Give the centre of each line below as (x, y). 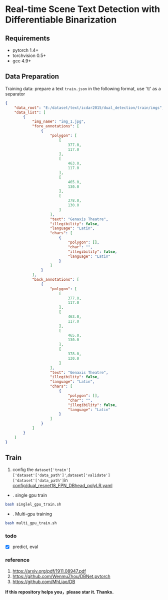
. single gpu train (30, 495)
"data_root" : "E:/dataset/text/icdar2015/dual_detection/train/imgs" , (89, 108)
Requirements (27, 38)
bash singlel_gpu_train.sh (33, 505)
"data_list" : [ (30, 112)
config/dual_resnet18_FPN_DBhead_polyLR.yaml (62, 486)
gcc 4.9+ (22, 61)
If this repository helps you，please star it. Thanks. (59, 592)
